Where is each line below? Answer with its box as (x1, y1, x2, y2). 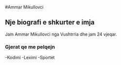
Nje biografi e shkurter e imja (5, 18, 95, 26)
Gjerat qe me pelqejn (5, 43, 55, 50)
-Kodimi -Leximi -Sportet (5, 55, 55, 61)
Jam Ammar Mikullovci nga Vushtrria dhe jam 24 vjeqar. (5, 31, 118, 37)
